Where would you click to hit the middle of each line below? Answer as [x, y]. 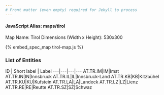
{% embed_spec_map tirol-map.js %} [44, 47]
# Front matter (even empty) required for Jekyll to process [71, 10]
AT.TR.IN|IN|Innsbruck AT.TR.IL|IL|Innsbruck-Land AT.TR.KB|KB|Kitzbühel [82, 77]
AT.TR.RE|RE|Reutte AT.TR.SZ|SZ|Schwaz [49, 87]
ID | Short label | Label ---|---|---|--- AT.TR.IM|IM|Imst [62, 71]
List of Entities [23, 60]
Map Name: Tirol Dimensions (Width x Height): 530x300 [64, 37]
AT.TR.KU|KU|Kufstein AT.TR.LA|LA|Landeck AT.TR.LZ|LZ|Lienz [72, 82]
